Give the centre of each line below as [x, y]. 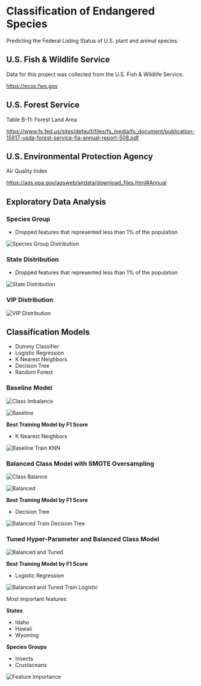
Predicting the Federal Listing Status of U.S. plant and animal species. [92, 40]
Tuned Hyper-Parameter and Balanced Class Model [83, 539]
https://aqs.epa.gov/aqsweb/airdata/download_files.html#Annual [86, 183]
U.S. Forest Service [43, 105]
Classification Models [48, 332]
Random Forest [34, 372]
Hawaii [23, 629]
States [14, 611]
